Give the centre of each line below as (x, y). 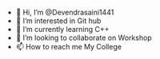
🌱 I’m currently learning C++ (62, 29)
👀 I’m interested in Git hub (58, 21)
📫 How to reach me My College (69, 47)
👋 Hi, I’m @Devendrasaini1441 (65, 12)
